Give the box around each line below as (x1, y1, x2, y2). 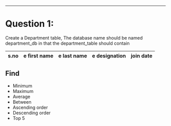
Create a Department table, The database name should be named (5, 35, 143, 41)
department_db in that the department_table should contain (5, 40, 130, 46)
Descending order (12, 110, 51, 116)
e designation (92, 52, 126, 59)
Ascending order (12, 104, 48, 110)
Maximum (12, 88, 34, 94)
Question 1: (5, 18, 54, 29)
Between (12, 99, 32, 105)
